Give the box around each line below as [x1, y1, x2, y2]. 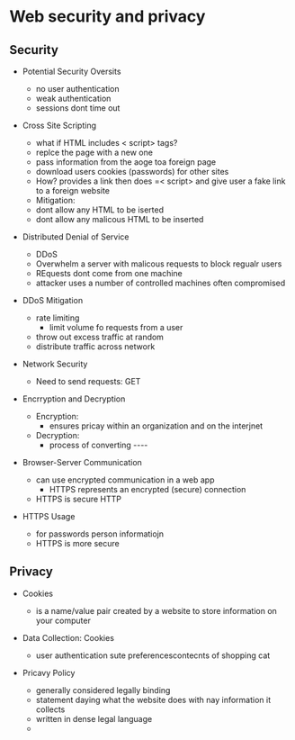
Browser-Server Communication [22, 457, 142, 467]
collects [35, 704, 66, 715]
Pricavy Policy [22, 667, 76, 678]
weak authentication [35, 93, 112, 104]
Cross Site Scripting [22, 120, 97, 131]
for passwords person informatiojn [35, 528, 165, 539]
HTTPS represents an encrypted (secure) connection [49, 484, 246, 494]
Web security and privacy [9, 6, 206, 27]
